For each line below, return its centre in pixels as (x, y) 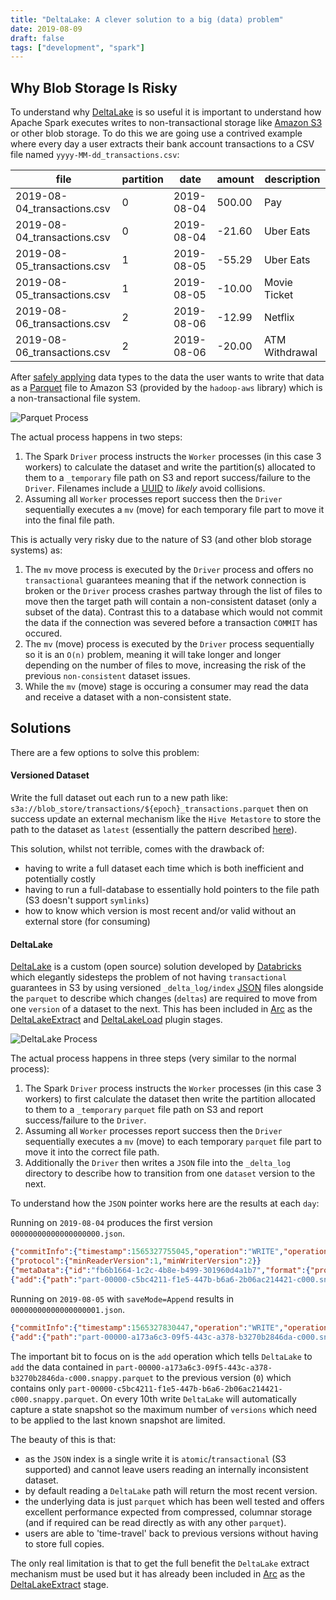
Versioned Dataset (50, 775)
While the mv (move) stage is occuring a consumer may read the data (166, 687)
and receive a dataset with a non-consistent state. (128, 697)
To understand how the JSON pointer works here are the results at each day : (165, 1203)
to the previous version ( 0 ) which (224, 1377)
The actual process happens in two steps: (96, 437)
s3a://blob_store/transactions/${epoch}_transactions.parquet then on (159, 808)
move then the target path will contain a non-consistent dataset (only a (170, 602)
